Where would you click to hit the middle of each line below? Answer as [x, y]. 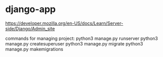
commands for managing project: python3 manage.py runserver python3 [82, 38]
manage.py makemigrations [34, 49]
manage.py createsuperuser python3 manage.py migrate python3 [74, 43]
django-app [30, 9]
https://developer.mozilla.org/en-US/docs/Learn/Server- [64, 23]
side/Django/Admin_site [30, 28]
